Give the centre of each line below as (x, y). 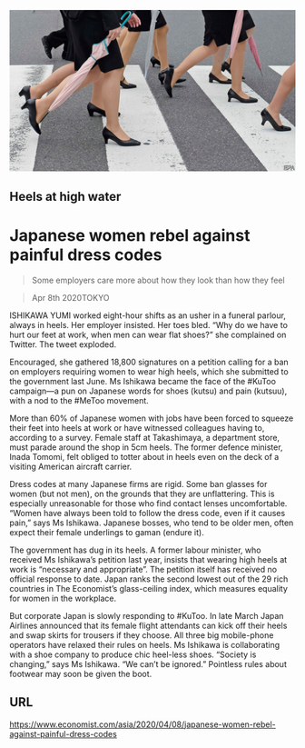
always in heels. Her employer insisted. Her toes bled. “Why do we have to (149, 324)
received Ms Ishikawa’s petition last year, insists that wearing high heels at (148, 559)
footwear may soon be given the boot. (81, 673)
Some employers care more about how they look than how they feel (158, 280)
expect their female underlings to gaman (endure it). (107, 532)
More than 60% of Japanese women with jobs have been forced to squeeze (152, 418)
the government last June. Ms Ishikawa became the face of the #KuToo (143, 381)
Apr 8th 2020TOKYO (70, 297)
